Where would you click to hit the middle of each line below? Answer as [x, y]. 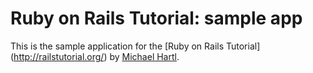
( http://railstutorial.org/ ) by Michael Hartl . [95, 56]
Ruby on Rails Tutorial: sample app [156, 18]
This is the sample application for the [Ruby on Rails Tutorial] [135, 46]
